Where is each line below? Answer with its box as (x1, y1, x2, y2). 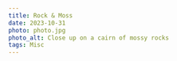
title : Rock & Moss (8, 11, 73, 20)
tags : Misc (8, 41, 45, 49)
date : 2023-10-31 (8, 19, 66, 27)
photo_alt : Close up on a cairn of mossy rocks (8, 33, 170, 42)
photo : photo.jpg (8, 26, 66, 34)
